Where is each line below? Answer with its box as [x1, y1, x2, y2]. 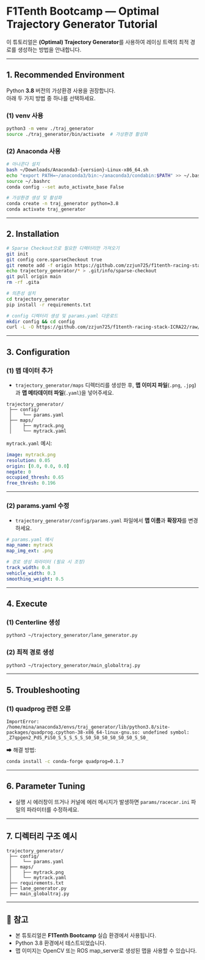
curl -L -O [6, 324, 34, 330]
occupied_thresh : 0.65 [6, 474, 64, 481]
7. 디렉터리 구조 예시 [6, 831, 77, 842]
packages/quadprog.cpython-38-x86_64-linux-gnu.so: [6, 729, 140, 735]
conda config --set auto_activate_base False [6, 184, 124, 190]
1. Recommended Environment [6, 70, 125, 80]
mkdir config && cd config [6, 318, 75, 325]
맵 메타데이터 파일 [21, 389, 64, 396]
